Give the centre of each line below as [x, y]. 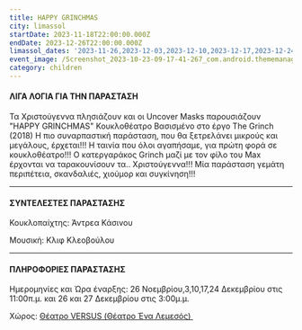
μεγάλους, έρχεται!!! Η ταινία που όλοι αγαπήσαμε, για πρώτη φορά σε [143, 146]
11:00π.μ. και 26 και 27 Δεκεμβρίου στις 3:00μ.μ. [99, 299]
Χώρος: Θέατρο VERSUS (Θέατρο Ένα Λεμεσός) [100, 317]
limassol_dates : [40, 51]
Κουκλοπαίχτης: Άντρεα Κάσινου [71, 223]
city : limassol [38, 26]
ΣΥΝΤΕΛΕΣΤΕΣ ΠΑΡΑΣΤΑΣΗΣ [67, 202]
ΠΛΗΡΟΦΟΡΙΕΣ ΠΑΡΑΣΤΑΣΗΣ [67, 269]
